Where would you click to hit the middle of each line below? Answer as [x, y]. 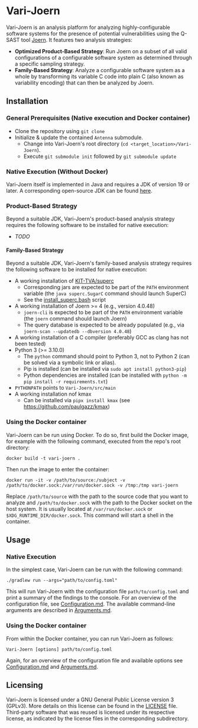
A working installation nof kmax [53, 394]
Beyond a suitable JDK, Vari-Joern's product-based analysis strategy [90, 219]
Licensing [25, 685]
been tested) [30, 344]
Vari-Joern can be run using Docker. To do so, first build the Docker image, [98, 435]
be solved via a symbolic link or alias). [70, 363]
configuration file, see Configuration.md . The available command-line [91, 604]
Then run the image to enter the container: [58, 469]
